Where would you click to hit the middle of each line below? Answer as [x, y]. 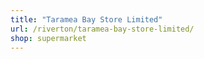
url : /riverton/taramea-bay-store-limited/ [102, 29]
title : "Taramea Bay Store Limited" [86, 19]
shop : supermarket [48, 38]
